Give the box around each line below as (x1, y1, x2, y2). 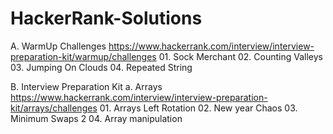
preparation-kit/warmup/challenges (10, 50, 157, 62)
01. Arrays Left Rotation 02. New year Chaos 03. (99, 102, 298, 114)
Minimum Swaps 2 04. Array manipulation (10, 112, 183, 124)
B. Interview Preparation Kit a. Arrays (10, 80, 163, 92)
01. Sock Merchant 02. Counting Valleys (158, 50, 323, 62)
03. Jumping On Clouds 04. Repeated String (10, 61, 193, 73)
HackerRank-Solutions (10, 7, 203, 30)
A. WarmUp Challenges (10, 40, 107, 52)
